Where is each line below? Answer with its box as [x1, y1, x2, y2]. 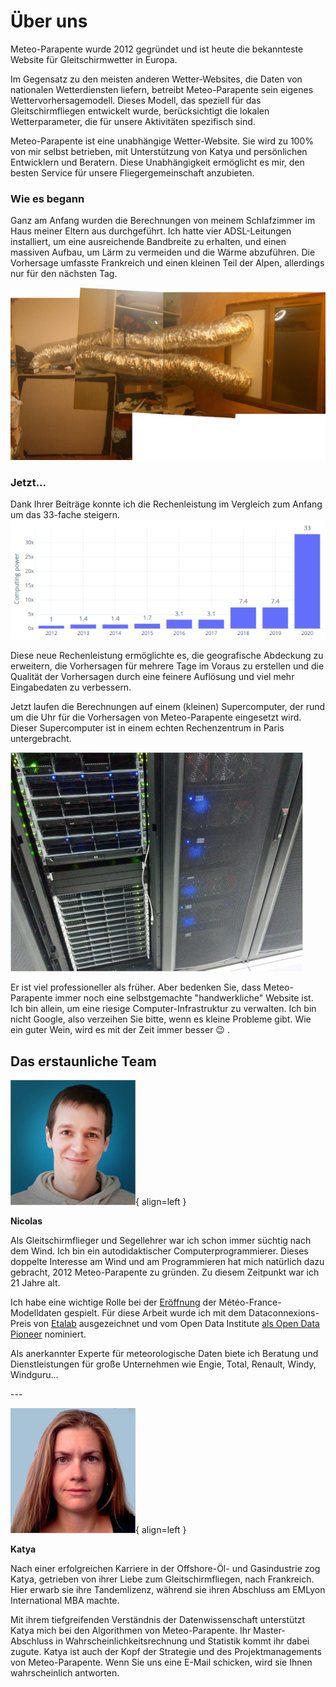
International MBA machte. [10, 1595, 120, 1607]
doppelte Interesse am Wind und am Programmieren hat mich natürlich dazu [10, 1256, 325, 1268]
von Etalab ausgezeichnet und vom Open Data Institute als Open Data [33, 1318, 320, 1330]
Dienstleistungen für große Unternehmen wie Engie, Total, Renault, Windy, [10, 1358, 317, 1370]
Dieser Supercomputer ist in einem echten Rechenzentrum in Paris [10, 722, 285, 734]
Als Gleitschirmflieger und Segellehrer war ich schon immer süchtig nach [10, 1235, 312, 1247]
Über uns [10, 10, 88, 33]
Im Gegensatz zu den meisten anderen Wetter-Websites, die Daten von [10, 73, 303, 85]
